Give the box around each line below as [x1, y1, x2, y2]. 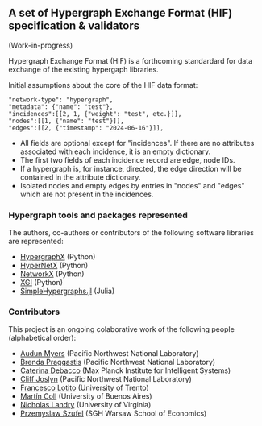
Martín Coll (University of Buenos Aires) [19, 391, 152, 401]
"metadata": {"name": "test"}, [8, 102, 114, 111]
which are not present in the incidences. [19, 189, 154, 199]
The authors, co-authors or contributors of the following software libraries [8, 228, 254, 238]
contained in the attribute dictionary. [19, 172, 141, 182]
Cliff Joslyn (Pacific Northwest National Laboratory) [19, 374, 192, 384]
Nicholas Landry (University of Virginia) [19, 400, 152, 410]
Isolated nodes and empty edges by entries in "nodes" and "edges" [19, 180, 245, 190]
